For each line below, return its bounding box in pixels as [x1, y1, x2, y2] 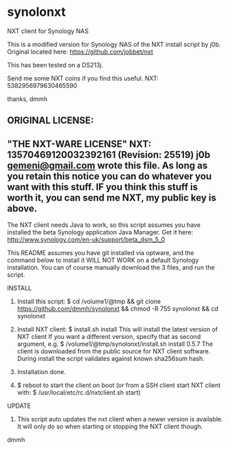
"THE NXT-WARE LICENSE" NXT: [7, 138, 152, 150]
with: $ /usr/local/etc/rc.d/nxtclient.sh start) [16, 388, 141, 397]
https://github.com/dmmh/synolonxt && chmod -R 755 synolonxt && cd [16, 305, 218, 313]
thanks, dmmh [7, 94, 48, 103]
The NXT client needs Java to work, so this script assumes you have [7, 221, 201, 229]
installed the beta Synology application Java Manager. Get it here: [7, 228, 194, 237]
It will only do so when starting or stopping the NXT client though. [16, 422, 203, 430]
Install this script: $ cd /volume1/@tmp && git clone [16, 297, 161, 306]
